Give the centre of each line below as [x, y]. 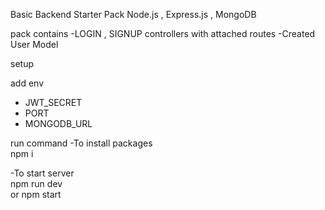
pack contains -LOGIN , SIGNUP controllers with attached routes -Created [163, 33]
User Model [34, 44]
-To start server [42, 173]
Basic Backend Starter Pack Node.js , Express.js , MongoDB [133, 14]
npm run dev [36, 183]
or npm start [36, 194]
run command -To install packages [81, 143]
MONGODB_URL [58, 123]
